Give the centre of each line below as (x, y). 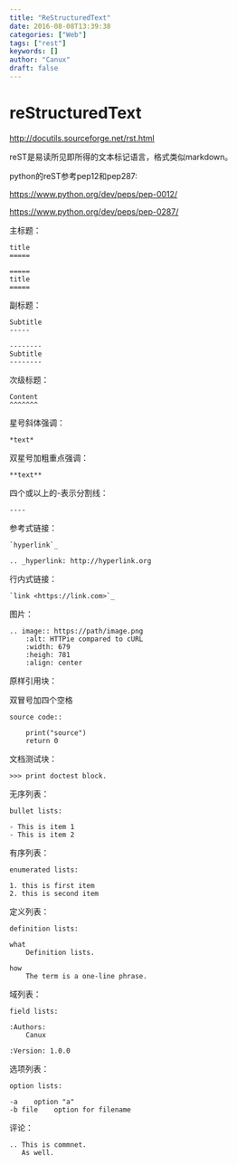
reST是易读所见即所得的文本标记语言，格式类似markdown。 (121, 157)
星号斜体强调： (37, 423)
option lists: (36, 1086)
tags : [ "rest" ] (38, 43)
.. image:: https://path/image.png (76, 631)
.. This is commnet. (48, 1145)
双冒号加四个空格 (41, 700)
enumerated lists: (44, 870)
